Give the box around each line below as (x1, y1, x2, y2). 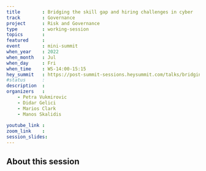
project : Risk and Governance (6, 20, 100, 26)
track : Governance (6, 15, 75, 21)
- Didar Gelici (17, 100, 56, 106)
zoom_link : (6, 128, 45, 134)
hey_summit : (6, 71, 45, 78)
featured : (6, 37, 45, 43)
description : (6, 83, 45, 89)
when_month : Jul (6, 54, 56, 60)
